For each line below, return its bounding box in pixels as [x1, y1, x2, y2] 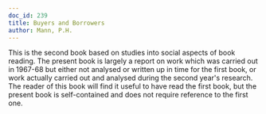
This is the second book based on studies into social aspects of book [8, 48, 236, 58]
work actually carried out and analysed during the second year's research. [8, 73, 253, 83]
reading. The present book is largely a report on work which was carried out [8, 56, 258, 66]
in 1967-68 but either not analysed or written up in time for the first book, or [8, 65, 256, 74]
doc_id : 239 [8, 11, 48, 20]
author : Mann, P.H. [8, 26, 73, 34]
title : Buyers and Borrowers [8, 19, 105, 27]
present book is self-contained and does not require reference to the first [8, 90, 248, 100]
